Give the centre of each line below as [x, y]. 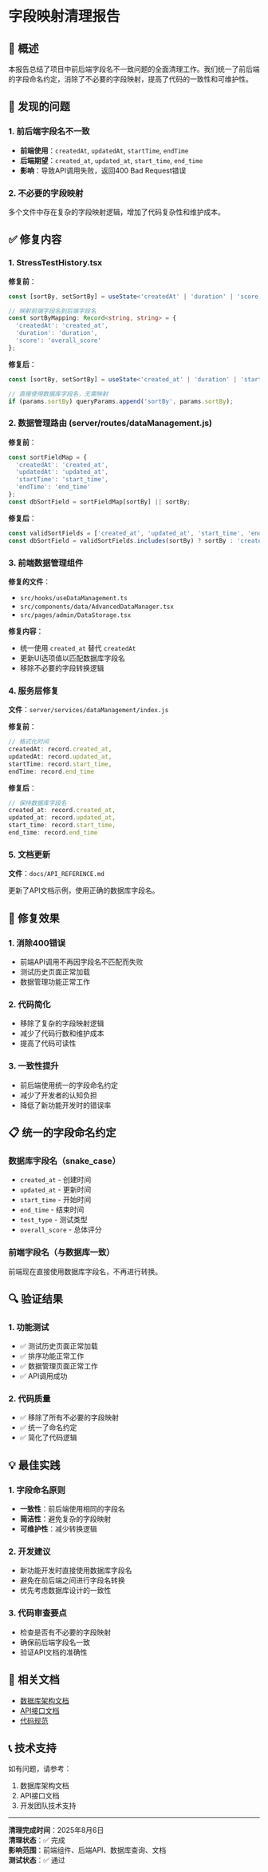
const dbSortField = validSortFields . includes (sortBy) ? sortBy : [121, 540]
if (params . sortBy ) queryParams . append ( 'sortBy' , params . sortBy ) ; [121, 401]
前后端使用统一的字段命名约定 [69, 1085]
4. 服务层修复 [34, 691]
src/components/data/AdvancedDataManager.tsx [97, 607]
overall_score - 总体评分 [61, 1230]
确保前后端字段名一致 [55, 1642]
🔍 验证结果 [36, 1298]
